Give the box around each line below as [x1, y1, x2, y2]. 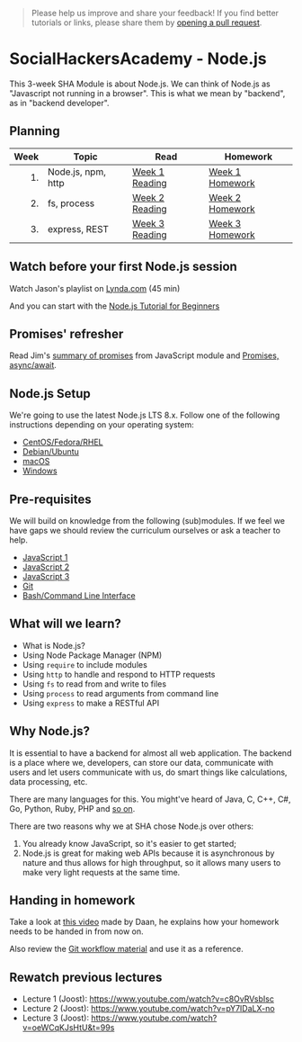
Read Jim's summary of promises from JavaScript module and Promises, [9, 350, 280, 361]
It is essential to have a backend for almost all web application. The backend [9, 747, 292, 759]
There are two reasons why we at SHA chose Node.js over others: [9, 821, 254, 831]
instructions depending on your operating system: [9, 419, 195, 430]
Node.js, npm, [48, 166, 106, 178]
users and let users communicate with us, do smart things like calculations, [9, 767, 288, 777]
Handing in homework [9, 893, 136, 908]
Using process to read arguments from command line [22, 687, 219, 698]
